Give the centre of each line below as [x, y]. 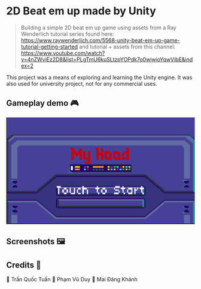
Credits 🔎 [24, 265]
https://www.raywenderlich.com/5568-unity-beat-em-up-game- [100, 40]
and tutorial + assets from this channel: [127, 47]
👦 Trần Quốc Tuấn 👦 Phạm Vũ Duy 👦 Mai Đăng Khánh [72, 279]
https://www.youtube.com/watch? [63, 53]
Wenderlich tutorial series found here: [67, 34]
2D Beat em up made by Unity [81, 11]
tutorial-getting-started [49, 47]
